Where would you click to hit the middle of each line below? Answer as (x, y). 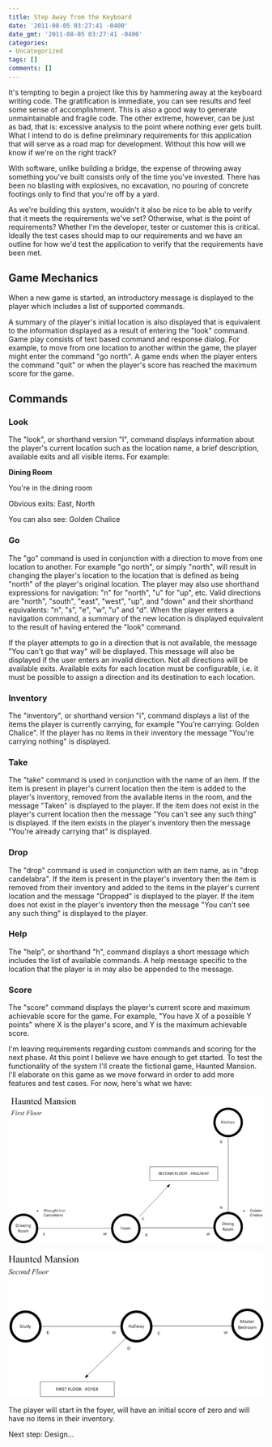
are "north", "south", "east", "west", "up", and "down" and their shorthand (131, 601)
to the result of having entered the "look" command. (95, 626)
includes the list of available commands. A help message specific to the (128, 960)
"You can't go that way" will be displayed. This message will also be (121, 651)
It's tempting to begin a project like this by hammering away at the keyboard (135, 92)
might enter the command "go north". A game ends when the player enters (133, 356)
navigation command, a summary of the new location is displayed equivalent (136, 618)
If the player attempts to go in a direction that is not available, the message (133, 643)
